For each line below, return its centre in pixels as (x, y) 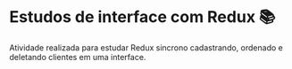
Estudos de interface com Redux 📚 (142, 17)
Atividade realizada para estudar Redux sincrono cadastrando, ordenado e (146, 47)
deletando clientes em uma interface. (78, 57)
